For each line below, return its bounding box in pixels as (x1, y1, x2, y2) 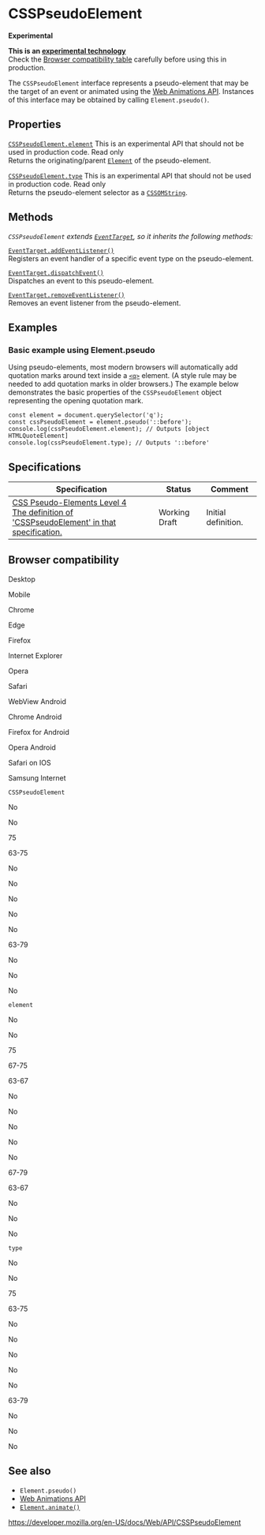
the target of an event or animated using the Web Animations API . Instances (8, 86, 255, 95)
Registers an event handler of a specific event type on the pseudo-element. (8, 253, 254, 263)
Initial (206, 507, 226, 518)
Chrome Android (8, 712, 62, 721)
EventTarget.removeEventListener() (8, 291, 125, 299)
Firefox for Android (8, 727, 69, 736)
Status (166, 484, 192, 495)
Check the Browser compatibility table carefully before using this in (8, 54, 227, 64)
